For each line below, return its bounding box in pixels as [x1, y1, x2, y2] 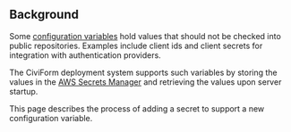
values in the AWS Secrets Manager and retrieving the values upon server [9, 76, 282, 87]
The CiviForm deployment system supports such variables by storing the [9, 67, 278, 78]
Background [9, 7, 79, 22]
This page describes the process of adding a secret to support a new [9, 103, 265, 114]
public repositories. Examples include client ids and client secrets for [9, 40, 263, 51]
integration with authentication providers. [9, 49, 161, 61]
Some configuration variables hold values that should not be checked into [9, 30, 282, 41]
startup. [9, 86, 39, 96]
